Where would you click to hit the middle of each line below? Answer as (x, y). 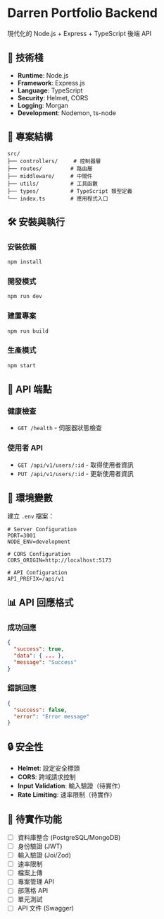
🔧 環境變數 (30, 498)
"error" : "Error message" (52, 716)
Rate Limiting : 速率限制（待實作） (67, 795)
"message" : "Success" (45, 662)
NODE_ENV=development (39, 542)
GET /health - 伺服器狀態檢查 (59, 428)
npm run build (28, 331)
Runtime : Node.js (43, 75)
